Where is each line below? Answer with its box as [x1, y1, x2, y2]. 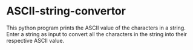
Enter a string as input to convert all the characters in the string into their [6, 30, 188, 37]
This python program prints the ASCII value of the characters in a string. [6, 24, 186, 31]
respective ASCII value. [6, 37, 65, 44]
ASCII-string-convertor [6, 4, 126, 18]
